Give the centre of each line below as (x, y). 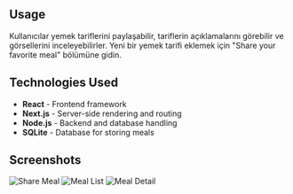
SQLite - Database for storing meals (88, 132)
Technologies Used (63, 83)
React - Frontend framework (74, 104)
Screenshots (45, 160)
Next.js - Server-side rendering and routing (102, 113)
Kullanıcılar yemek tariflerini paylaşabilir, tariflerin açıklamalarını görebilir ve (146, 35)
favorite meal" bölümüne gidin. (66, 54)
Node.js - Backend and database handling (99, 122)
